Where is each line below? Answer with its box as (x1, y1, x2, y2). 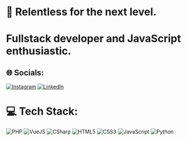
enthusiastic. (6, 44, 72, 58)
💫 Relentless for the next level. (6, 5, 157, 19)
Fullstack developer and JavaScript (6, 32, 181, 46)
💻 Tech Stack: (6, 105, 78, 118)
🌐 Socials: (6, 67, 44, 78)
